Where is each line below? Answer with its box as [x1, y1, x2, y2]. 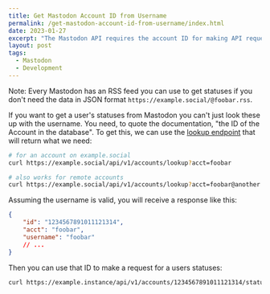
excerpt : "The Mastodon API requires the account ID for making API [8, 34, 243, 43]
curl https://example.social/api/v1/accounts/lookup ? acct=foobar [8, 158, 231, 167]
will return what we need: [8, 136, 92, 145]
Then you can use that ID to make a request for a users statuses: [8, 263, 223, 272]
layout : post [8, 42, 52, 50]
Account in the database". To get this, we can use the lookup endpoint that [8, 127, 256, 137]
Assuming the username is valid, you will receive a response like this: [8, 195, 237, 205]
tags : [8, 49, 27, 57]
